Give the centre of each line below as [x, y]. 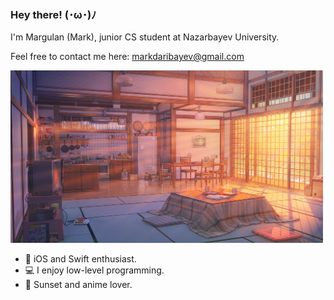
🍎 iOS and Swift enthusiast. [80, 259]
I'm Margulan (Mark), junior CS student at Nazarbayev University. [145, 37]
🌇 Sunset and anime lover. [78, 285]
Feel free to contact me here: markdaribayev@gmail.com [127, 57]
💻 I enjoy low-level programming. [94, 270]
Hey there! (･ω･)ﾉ [53, 14]
